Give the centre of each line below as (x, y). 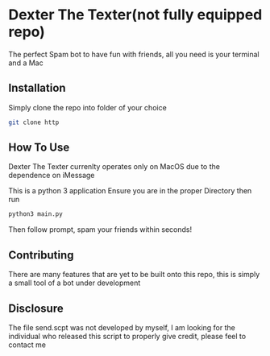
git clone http (34, 122)
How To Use (39, 148)
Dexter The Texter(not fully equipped (135, 15)
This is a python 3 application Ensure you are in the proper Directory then (130, 191)
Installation (37, 88)
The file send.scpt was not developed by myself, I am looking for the (122, 327)
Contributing (41, 255)
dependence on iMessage (52, 176)
